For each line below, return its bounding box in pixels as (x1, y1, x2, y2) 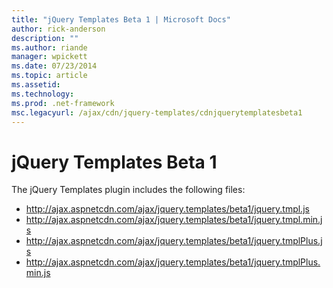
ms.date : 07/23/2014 (11, 61, 98, 71)
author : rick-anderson (11, 24, 106, 34)
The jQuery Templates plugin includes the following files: (11, 184, 246, 196)
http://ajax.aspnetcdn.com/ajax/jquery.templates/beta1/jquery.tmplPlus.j (25, 235, 323, 247)
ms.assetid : (11, 80, 61, 90)
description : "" (11, 33, 79, 43)
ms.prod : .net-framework (11, 98, 115, 108)
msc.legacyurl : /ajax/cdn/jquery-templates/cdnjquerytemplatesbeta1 (11, 107, 303, 118)
